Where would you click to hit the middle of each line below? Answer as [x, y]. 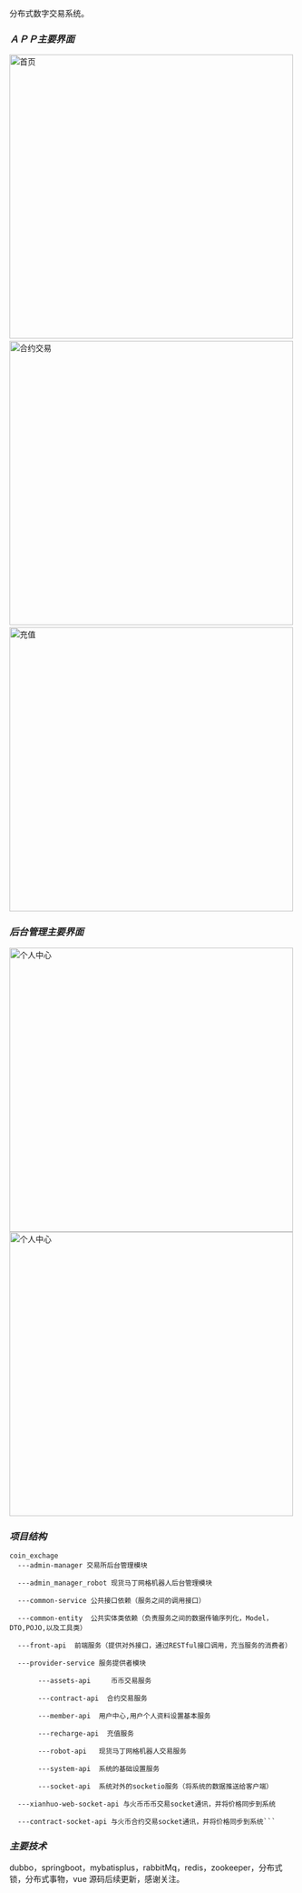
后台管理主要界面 [47, 932]
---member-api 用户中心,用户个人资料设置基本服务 [124, 1716]
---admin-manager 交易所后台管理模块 [83, 1565]
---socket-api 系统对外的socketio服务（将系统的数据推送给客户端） [156, 1786]
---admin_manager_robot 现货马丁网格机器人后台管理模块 [115, 1583]
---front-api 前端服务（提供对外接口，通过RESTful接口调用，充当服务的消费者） [155, 1645]
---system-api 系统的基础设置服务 [99, 1768]
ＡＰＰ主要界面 [42, 39]
